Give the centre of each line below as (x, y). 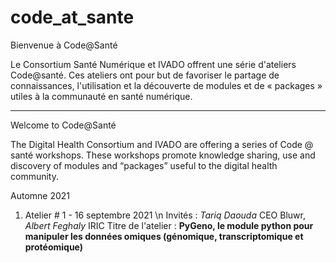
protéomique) (54, 247)
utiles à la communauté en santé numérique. (101, 96)
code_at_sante (72, 17)
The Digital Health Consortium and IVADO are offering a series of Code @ (162, 144)
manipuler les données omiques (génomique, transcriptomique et (164, 236)
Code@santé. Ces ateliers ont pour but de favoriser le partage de (145, 75)
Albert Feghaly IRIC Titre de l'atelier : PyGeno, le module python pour (169, 225)
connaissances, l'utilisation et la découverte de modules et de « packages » (166, 85)
